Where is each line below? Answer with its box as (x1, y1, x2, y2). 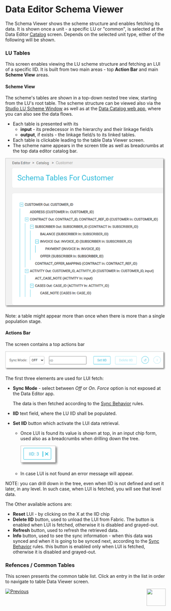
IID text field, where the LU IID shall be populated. (12, 410, 117, 416)
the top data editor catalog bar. (12, 148, 78, 154)
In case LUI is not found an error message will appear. (20, 470, 134, 476)
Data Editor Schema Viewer (5, 4, 124, 15)
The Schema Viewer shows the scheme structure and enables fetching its (5, 20, 160, 26)
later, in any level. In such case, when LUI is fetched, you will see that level (5, 486, 161, 492)
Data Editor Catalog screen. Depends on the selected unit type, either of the (5, 31, 164, 37)
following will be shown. (5, 37, 56, 43)
